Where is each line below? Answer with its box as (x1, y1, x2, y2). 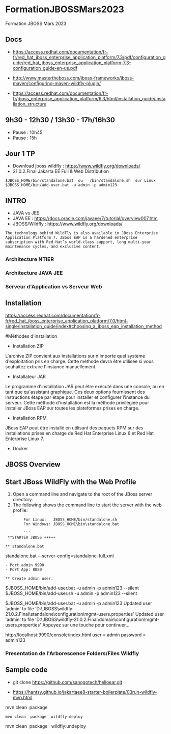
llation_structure (12, 101, 47, 107)
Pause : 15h (12, 134, 37, 141)
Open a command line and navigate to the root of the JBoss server (12, 491, 153, 497)
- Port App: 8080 (5, 567, 42, 572)
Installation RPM (12, 415, 47, 421)
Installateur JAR (12, 373, 46, 379)
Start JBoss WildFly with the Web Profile (5, 477, 136, 486)
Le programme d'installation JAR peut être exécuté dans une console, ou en (5, 383, 164, 389)
